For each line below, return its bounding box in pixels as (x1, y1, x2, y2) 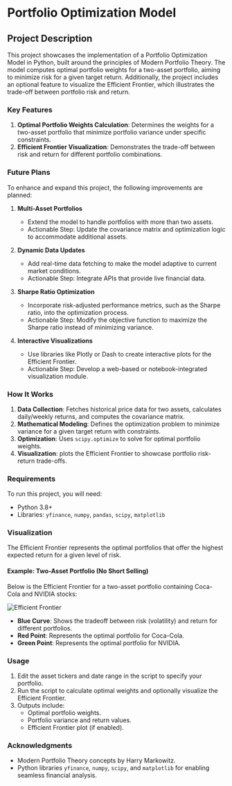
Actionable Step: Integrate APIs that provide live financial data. (27, 274, 206, 282)
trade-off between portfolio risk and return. (7, 88, 130, 96)
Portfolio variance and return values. (27, 716, 132, 724)
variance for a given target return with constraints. (17, 427, 161, 435)
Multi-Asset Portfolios (17, 204, 83, 212)
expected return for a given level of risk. (7, 551, 121, 559)
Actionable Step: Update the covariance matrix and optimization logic (27, 225, 226, 233)
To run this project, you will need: (7, 490, 102, 498)
